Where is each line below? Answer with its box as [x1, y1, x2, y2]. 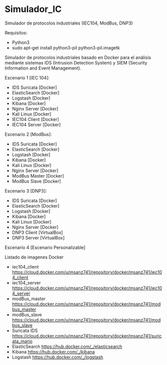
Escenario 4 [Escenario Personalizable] [4, 244, 86, 250]
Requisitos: [4, 29, 28, 35]
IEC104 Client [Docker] [11, 116, 59, 122]
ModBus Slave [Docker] [11, 178, 61, 184]
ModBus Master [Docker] [11, 172, 64, 178]
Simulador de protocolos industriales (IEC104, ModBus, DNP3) [4, 20, 133, 26]
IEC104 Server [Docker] [11, 121, 61, 127]
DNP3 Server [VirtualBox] [11, 234, 65, 240]
